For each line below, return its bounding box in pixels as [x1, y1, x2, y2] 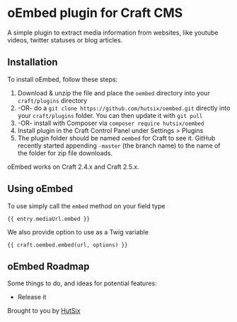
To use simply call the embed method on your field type [7, 201, 166, 210]
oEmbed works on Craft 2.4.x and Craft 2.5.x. [7, 162, 139, 171]
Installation [7, 56, 58, 68]
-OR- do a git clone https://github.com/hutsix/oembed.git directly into [17, 104, 231, 112]
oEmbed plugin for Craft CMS [7, 5, 183, 21]
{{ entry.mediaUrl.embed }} [7, 215, 91, 222]
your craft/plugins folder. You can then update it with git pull [17, 111, 203, 119]
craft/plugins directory [17, 96, 88, 105]
